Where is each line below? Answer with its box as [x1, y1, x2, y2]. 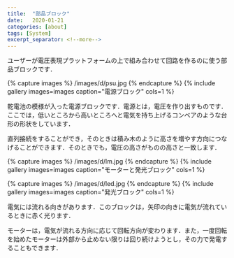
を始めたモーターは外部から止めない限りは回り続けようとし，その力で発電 [7, 235, 221, 243]
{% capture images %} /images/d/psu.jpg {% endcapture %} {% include [7, 79, 216, 87]
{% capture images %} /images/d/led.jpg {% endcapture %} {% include [7, 180, 214, 188]
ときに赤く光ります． [13, 211, 75, 220]
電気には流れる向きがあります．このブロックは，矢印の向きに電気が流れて [7, 203, 221, 211]
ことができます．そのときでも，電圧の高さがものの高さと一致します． [19, 143, 221, 152]
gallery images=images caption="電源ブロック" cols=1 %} [7, 87, 175, 96]
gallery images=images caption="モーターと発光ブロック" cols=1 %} [7, 166, 205, 174]
